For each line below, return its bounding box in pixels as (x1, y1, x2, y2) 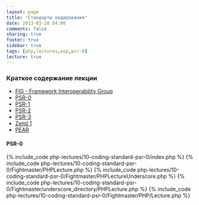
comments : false (6, 25, 47, 32)
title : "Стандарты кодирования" (6, 15, 87, 21)
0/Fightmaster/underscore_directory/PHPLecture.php (6, 186, 139, 193)
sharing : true (6, 31, 42, 37)
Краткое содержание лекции (6, 74, 98, 82)
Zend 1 (14, 119, 32, 127)
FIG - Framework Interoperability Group (14, 87, 113, 94)
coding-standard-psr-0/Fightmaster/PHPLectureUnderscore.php (6, 173, 167, 180)
